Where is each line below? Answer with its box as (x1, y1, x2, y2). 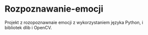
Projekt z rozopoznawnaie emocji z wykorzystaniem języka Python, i (4, 19, 144, 25)
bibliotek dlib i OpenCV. (4, 24, 52, 30)
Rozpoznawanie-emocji (4, 3, 104, 15)
